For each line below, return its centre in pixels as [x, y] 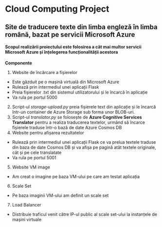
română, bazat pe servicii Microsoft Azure [70, 34]
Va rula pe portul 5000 [35, 97]
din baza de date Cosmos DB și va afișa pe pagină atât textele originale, [84, 147]
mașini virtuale [27, 219]
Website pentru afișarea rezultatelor [48, 132]
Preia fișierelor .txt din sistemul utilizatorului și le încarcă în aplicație [80, 92]
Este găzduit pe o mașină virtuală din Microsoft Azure [66, 82]
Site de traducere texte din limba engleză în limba [81, 27]
